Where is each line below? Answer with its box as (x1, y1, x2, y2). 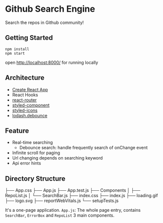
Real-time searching (12, 140, 53, 145)
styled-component (12, 102, 50, 108)
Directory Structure (5, 174, 66, 182)
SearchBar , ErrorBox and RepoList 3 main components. (5, 212, 115, 218)
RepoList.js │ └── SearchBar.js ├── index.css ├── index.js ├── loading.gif (5, 193, 158, 199)
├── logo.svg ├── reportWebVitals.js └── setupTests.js (5, 198, 119, 203)
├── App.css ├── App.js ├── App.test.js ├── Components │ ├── (5, 187, 141, 193)
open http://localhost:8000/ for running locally (5, 60, 99, 65)
